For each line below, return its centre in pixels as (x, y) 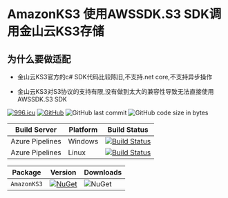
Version (63, 172)
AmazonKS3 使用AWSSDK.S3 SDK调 (114, 14)
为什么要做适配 (39, 59)
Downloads (103, 172)
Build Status (128, 130)
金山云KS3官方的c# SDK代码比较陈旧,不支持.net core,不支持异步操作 (115, 77)
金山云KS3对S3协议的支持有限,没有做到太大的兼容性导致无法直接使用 (115, 91)
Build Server (36, 130)
